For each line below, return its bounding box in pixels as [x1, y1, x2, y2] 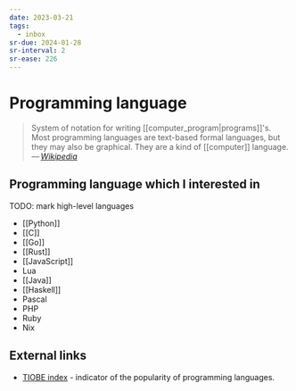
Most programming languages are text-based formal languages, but [30, 131, 281, 143]
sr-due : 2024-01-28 [9, 37, 82, 47]
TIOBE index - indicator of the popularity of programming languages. [21, 371, 275, 382]
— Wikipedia [30, 151, 78, 162]
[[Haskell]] [21, 284, 62, 295]
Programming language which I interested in [9, 177, 260, 192]
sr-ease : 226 [9, 54, 58, 63]
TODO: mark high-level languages [9, 200, 135, 211]
